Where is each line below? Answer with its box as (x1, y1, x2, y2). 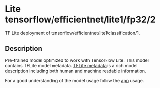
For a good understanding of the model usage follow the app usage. (5, 77, 144, 83)
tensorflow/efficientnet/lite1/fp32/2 (5, 14, 156, 25)
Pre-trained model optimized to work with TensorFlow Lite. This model (5, 58, 149, 63)
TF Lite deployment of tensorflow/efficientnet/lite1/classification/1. (5, 30, 140, 36)
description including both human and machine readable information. (5, 68, 146, 74)
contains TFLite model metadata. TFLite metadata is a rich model (5, 62, 138, 68)
